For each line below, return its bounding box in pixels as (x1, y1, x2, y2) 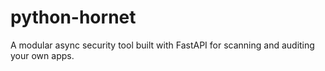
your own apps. (10, 49, 75, 61)
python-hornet (10, 6, 137, 29)
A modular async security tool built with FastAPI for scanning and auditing (10, 39, 315, 51)
